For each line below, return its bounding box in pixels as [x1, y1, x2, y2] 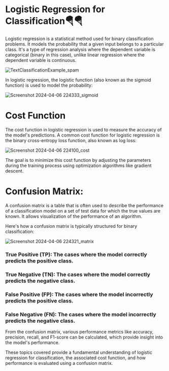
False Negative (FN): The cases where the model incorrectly [5, 311, 156, 318]
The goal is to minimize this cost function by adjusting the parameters [5, 157, 151, 163]
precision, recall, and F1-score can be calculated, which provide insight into [5, 334, 163, 340]
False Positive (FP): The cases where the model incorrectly [5, 291, 153, 298]
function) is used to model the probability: [5, 82, 93, 88]
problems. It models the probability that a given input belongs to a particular [5, 41, 164, 47]
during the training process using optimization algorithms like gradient [5, 162, 152, 168]
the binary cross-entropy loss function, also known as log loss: [5, 137, 137, 143]
